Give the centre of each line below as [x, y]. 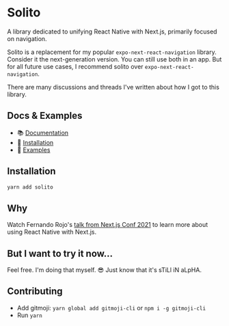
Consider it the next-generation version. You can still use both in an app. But [114, 59]
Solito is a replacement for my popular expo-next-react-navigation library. [112, 52]
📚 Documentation [43, 133]
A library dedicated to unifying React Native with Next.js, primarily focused [112, 31]
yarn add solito [30, 187]
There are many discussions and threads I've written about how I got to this [113, 87]
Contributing [35, 291]
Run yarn [29, 315]
